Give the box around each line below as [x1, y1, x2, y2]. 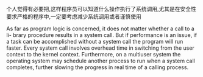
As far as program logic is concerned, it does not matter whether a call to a [6, 25, 195, 32]
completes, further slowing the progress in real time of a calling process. [6, 64, 189, 71]
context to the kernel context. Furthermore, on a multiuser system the [6, 51, 181, 58]
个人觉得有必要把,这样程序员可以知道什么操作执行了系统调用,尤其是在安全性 [6, 5, 197, 12]
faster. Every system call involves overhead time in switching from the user [6, 44, 195, 52]
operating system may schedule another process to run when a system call [6, 57, 195, 64]
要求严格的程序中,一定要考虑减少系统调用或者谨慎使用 [6, 13, 142, 20]
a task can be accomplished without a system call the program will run [6, 38, 183, 45]
